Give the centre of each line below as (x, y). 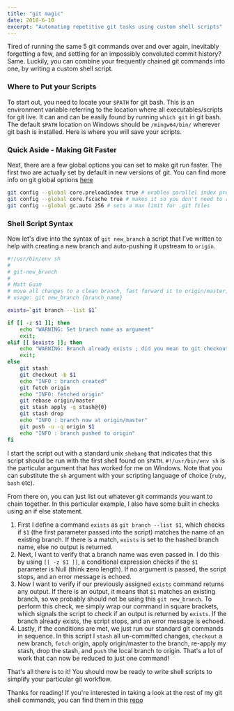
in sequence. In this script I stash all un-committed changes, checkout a (120, 636)
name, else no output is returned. (65, 547)
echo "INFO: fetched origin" (62, 394)
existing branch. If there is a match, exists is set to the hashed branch (118, 539)
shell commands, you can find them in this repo (75, 700)
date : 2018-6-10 (31, 20)
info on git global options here (50, 179)
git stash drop (42, 414)
